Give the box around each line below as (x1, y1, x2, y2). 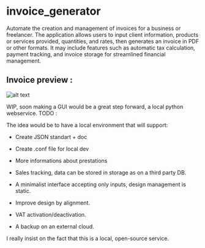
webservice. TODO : (6, 109, 58, 117)
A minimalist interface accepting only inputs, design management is (15, 181, 187, 188)
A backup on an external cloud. (15, 222, 95, 230)
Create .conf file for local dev (15, 145, 89, 152)
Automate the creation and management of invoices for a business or (6, 24, 181, 32)
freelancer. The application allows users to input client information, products (6, 31, 199, 38)
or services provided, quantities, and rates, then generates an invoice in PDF (6, 37, 199, 45)
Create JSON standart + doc (15, 133, 88, 140)
